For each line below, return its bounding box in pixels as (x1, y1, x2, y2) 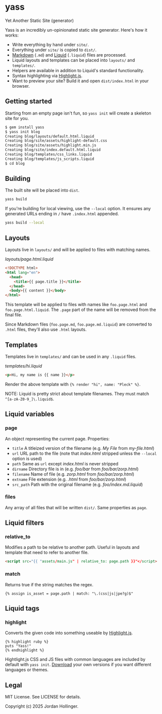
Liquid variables (5, 410, 55, 418)
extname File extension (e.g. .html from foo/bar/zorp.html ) (12, 476, 127, 482)
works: (5, 32, 19, 38)
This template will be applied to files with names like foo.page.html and (5, 302, 147, 308)
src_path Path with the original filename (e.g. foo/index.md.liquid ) (12, 482, 143, 487)
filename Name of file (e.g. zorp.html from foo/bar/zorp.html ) (12, 471, 134, 477)
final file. (5, 312, 23, 318)
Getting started (5, 97, 52, 106)
